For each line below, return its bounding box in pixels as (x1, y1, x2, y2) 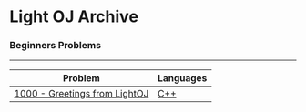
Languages (158, 72, 208, 85)
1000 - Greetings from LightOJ (14, 87, 149, 100)
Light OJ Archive (9, 6, 139, 27)
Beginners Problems (9, 39, 102, 52)
